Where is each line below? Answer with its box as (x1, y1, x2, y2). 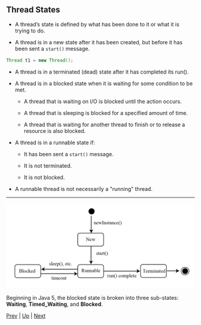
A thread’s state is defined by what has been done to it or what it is (14, 20, 179, 28)
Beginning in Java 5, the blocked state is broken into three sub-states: (6, 294, 179, 302)
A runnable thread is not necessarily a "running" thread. (14, 185, 153, 192)
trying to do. (14, 27, 45, 34)
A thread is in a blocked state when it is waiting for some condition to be (14, 80, 193, 87)
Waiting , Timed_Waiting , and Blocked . (6, 300, 103, 308)
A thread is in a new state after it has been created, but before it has (14, 38, 183, 45)
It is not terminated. (23, 162, 72, 169)
